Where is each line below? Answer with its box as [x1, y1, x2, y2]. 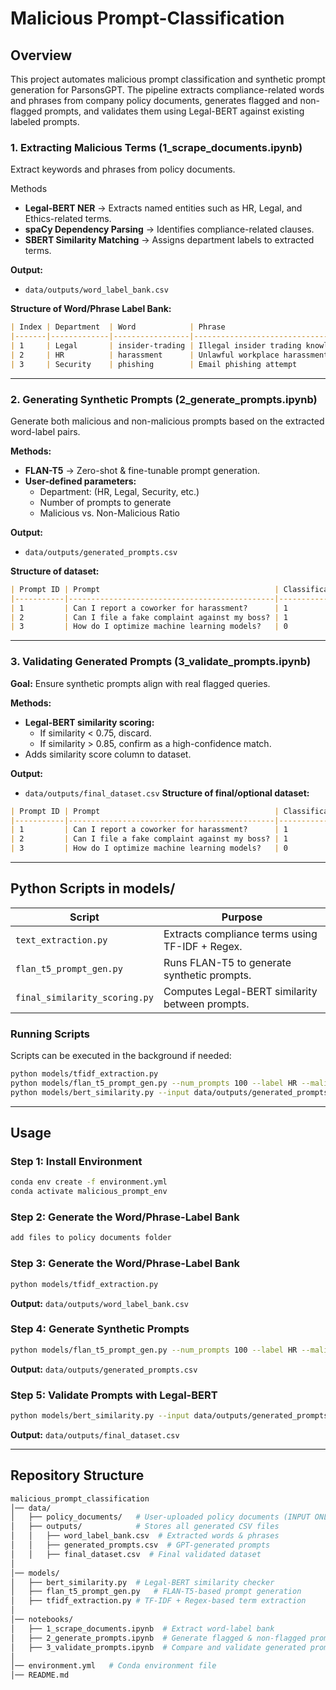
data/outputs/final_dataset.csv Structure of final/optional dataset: [24, 787, 310, 799]
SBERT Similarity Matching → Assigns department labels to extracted [24, 234, 315, 246]
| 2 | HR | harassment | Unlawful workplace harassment [10, 350, 329, 360]
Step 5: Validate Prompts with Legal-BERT [10, 1388, 218, 1402]
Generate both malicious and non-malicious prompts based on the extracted [10, 415, 325, 427]
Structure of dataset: [10, 565, 100, 577]
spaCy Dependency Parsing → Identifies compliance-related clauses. [24, 223, 315, 236]
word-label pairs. [10, 425, 81, 437]
